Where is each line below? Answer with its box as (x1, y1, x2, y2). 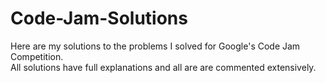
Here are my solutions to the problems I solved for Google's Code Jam (10, 40, 301, 52)
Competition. (10, 50, 64, 62)
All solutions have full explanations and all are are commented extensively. (10, 61, 317, 73)
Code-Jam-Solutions (10, 7, 188, 30)
